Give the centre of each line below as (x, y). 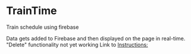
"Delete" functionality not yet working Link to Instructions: (77, 45)
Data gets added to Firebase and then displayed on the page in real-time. (96, 38)
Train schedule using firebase (43, 27)
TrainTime (32, 11)
